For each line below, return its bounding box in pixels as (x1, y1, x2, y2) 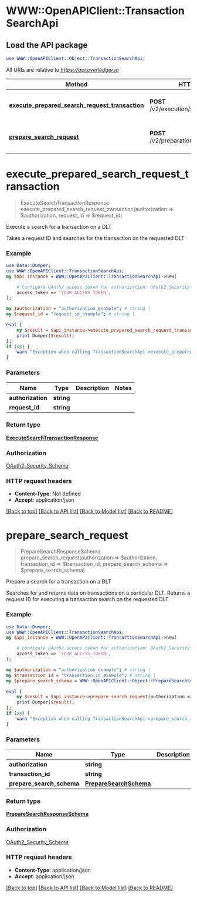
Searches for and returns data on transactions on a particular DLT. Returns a (6, 589, 191, 596)
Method (65, 80, 88, 88)
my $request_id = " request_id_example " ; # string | (6, 311, 135, 317)
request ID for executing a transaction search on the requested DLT (6, 596, 169, 603)
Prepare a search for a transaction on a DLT (6, 578, 111, 585)
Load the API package (6, 40, 88, 50)
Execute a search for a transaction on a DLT (6, 223, 112, 230)
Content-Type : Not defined (14, 490, 81, 498)
